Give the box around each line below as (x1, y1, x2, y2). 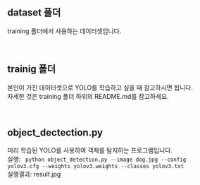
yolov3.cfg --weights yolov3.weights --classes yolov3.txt (7, 163, 185, 170)
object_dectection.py (7, 126, 104, 139)
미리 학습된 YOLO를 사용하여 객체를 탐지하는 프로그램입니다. (7, 146, 173, 155)
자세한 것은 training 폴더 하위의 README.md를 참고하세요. (7, 92, 169, 100)
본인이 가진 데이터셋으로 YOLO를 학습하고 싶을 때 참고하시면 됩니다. (7, 83, 194, 92)
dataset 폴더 (7, 6, 61, 19)
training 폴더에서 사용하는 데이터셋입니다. (7, 27, 122, 35)
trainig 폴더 (7, 63, 56, 76)
